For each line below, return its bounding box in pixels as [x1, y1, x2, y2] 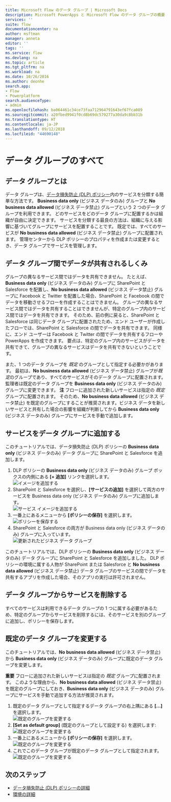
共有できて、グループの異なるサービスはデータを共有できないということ [5, 344, 157, 350]
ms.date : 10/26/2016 [5, 74, 50, 79]
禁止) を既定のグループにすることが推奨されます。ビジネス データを [14, 400, 157, 406]
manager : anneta [5, 36, 40, 41]
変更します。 [18, 662, 45, 668]
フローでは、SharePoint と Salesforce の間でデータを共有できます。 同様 [9, 325, 162, 331]
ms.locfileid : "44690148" [5, 131, 60, 136]
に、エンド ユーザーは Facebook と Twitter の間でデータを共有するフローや [5, 331, 163, 337]
